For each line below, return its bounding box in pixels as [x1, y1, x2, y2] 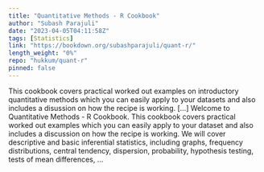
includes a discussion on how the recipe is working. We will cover [8, 129, 226, 138]
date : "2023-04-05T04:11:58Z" [8, 27, 110, 35]
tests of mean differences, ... [8, 154, 104, 164]
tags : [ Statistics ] [8, 34, 74, 43]
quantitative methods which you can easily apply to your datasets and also [8, 94, 256, 104]
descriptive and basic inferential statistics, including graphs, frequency [8, 137, 244, 147]
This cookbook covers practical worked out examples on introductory [8, 86, 239, 96]
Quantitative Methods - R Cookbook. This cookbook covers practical [8, 112, 236, 121]
